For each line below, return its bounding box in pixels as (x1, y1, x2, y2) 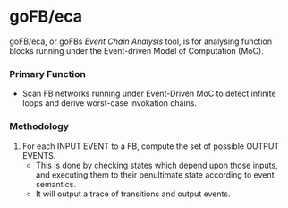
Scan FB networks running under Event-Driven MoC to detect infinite (21, 88, 276, 100)
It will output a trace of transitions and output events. (35, 188, 231, 199)
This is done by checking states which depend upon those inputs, (35, 160, 279, 170)
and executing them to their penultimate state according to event (35, 169, 275, 180)
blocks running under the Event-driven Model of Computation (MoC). (9, 45, 264, 56)
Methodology (9, 120, 70, 133)
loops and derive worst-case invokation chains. (21, 98, 198, 108)
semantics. (35, 178, 76, 189)
